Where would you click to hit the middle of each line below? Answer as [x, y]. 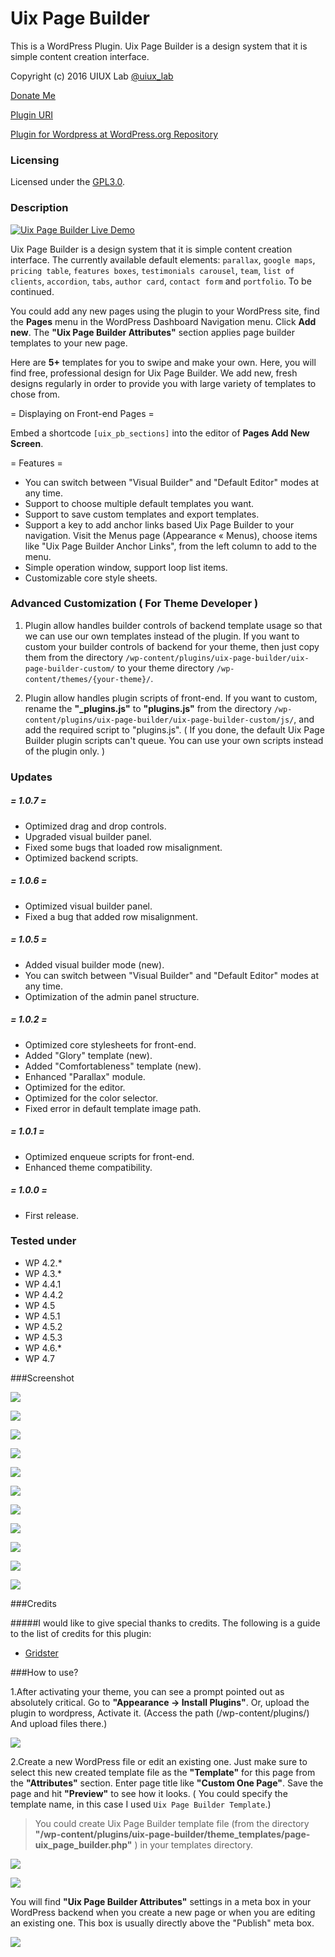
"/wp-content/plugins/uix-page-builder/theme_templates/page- [172, 1834]
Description [39, 208]
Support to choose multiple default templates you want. [139, 503]
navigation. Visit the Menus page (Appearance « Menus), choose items [171, 535]
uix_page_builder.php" [83, 1844]
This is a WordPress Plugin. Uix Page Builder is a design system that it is [159, 46]
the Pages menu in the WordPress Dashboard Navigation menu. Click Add [163, 321]
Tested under [43, 1241]
